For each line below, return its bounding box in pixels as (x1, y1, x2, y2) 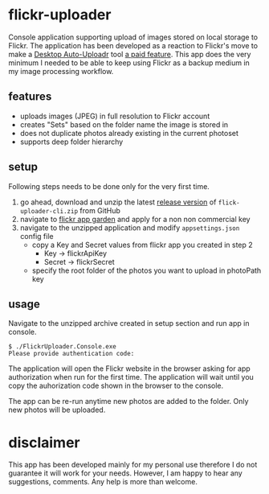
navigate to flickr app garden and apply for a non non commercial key (19, 214, 251, 224)
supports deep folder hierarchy (19, 137, 124, 146)
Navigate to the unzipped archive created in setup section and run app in (8, 319, 250, 328)
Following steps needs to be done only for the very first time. (8, 181, 210, 191)
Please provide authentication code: (8, 350, 135, 358)
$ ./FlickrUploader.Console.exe (8, 343, 116, 351)
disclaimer (8, 433, 80, 451)
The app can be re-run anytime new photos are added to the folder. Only (8, 397, 249, 406)
